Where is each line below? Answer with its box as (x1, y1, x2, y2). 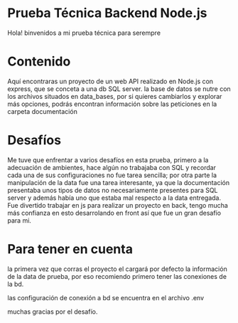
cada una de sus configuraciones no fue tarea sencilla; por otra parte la (7, 171, 217, 179)
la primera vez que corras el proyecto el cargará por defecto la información (7, 265, 227, 273)
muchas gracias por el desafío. (7, 307, 98, 316)
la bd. (7, 280, 24, 288)
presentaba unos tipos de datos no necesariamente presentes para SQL (7, 186, 218, 194)
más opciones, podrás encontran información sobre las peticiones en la (7, 100, 217, 108)
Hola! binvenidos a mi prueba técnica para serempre (7, 28, 161, 37)
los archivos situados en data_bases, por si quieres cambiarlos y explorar (7, 92, 222, 100)
